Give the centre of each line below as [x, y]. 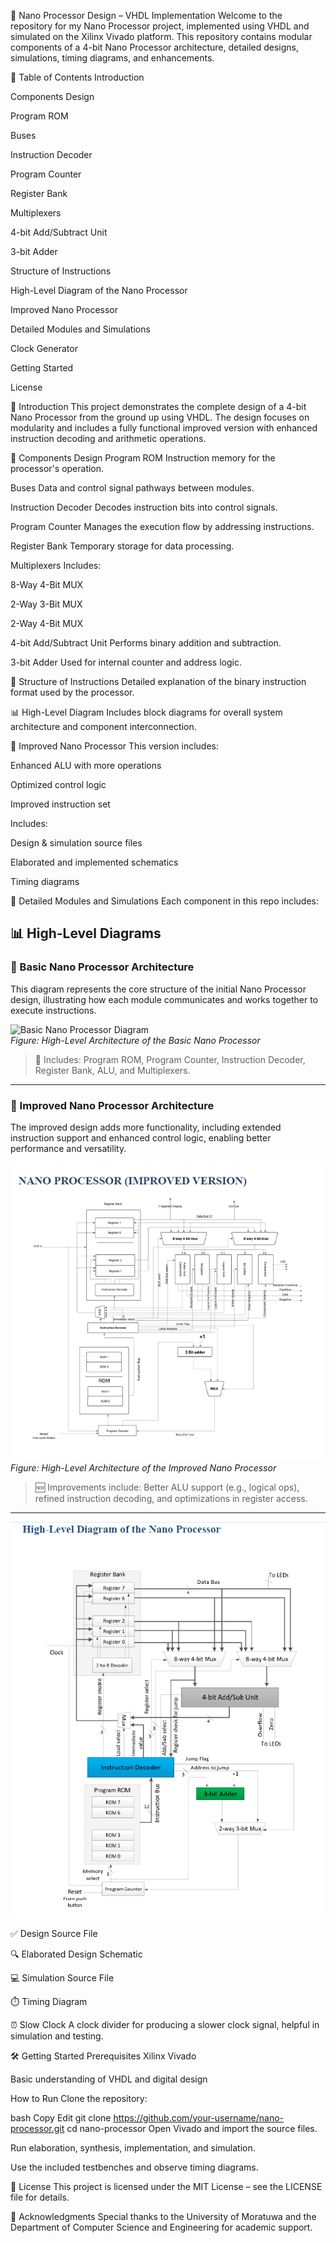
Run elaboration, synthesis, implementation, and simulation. [133, 2147]
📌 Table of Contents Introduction [77, 77]
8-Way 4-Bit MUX [47, 584]
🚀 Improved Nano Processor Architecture [112, 1105]
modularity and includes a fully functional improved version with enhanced [164, 428]
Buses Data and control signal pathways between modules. [132, 488]
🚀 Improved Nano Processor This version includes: [115, 746]
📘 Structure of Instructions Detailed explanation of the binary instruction [158, 681]
